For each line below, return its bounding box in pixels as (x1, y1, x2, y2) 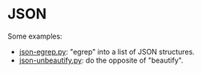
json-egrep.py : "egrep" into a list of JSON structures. (18, 47, 196, 56)
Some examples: (7, 31, 63, 41)
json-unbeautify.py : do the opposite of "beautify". (18, 55, 184, 65)
